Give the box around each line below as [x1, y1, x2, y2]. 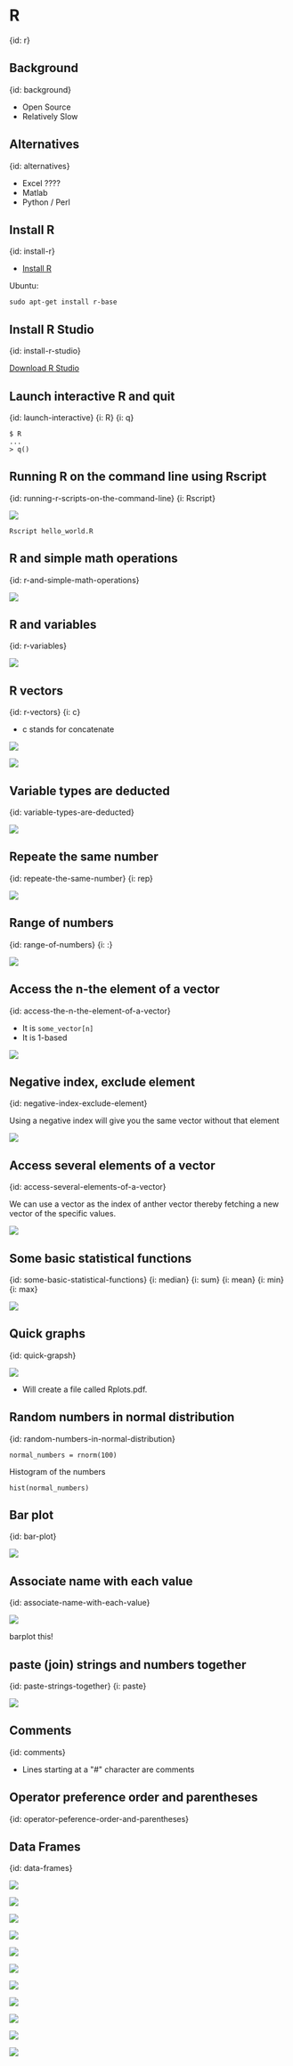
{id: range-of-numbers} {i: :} [9, 939, 113, 949]
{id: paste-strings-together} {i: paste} [9, 1680, 147, 1691]
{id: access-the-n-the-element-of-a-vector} [9, 1005, 171, 1016]
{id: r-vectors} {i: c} [9, 707, 81, 718]
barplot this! [9, 1631, 53, 1642]
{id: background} [9, 84, 71, 94]
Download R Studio [9, 362, 80, 374]
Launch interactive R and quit [9, 388, 175, 403]
